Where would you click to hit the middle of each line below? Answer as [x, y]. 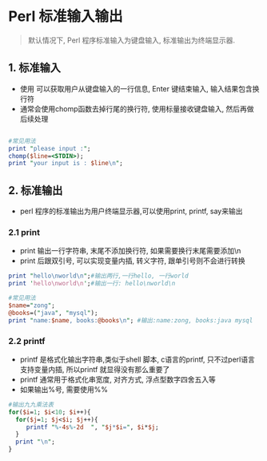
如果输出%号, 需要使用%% [64, 389]
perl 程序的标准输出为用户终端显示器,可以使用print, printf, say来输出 [131, 211]
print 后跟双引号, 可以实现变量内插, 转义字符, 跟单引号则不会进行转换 [132, 261]
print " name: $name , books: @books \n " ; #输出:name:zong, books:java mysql [131, 320]
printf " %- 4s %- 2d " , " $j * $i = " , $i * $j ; [92, 427]
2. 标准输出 [36, 190]
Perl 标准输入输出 [66, 16]
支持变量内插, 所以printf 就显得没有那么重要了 [95, 369]
